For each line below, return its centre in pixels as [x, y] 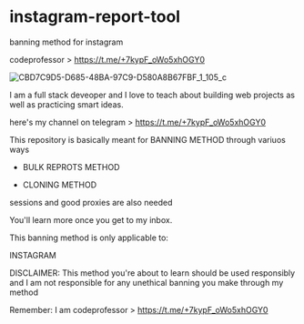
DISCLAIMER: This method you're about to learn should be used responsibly [152, 273]
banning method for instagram [66, 42]
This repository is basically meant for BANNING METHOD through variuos [148, 139]
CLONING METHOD [60, 185]
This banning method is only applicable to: [89, 238]
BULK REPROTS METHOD [71, 167]
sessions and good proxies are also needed [91, 202]
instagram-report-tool [95, 17]
